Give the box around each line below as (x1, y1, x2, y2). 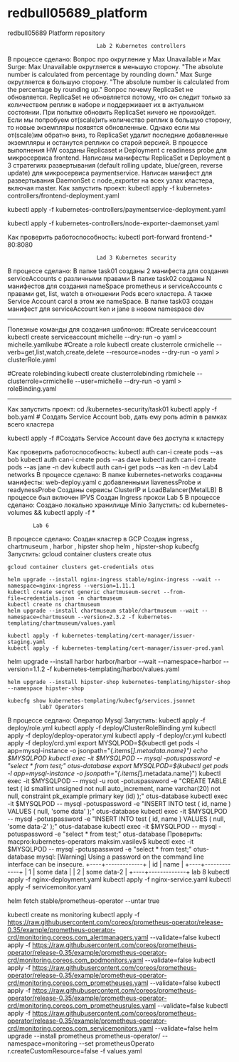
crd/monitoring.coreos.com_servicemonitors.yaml (7, 1023, 154, 1032)
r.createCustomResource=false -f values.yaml (7, 1046, 142, 1055)
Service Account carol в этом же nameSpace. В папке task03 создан (7, 297, 213, 305)
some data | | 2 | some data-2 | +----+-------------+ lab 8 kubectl (36, 867, 230, 876)
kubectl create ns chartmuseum (7, 601, 100, 608)
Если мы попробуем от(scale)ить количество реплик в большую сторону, (7, 116, 232, 124)
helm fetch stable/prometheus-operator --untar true (7, 897, 160, 905)
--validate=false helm (154, 1023, 218, 1032)
